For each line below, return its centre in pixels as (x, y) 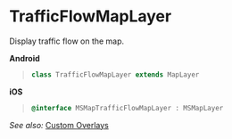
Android (25, 58)
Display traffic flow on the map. (67, 41)
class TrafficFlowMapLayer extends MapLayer (115, 74)
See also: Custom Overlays (59, 125)
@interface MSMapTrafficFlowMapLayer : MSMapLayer (127, 108)
